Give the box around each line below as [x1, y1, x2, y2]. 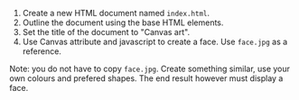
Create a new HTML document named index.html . [22, 8, 210, 18]
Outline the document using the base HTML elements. [22, 17, 224, 28]
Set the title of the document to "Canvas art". [22, 27, 191, 37]
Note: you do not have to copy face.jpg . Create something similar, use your [9, 63, 291, 74]
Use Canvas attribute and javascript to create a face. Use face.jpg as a [22, 36, 288, 47]
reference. [22, 46, 61, 57]
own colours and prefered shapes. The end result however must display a [9, 73, 284, 84]
